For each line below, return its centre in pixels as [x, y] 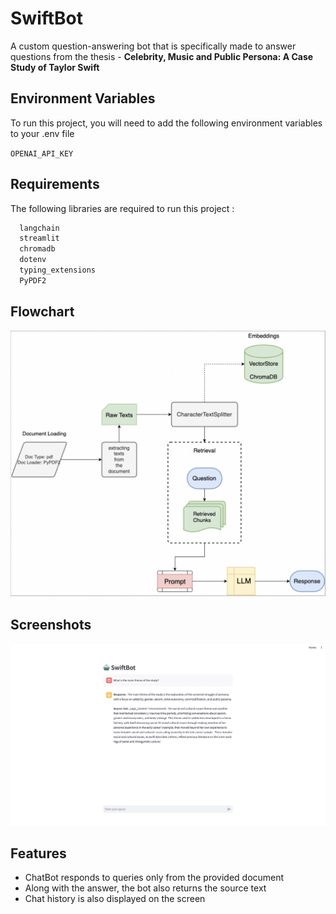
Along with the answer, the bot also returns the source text [145, 888]
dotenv [33, 260]
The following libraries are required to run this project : [122, 208]
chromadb [37, 249]
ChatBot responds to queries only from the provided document [154, 878]
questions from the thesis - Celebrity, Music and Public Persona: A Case [162, 56]
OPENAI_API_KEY [42, 153]
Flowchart [42, 312]
